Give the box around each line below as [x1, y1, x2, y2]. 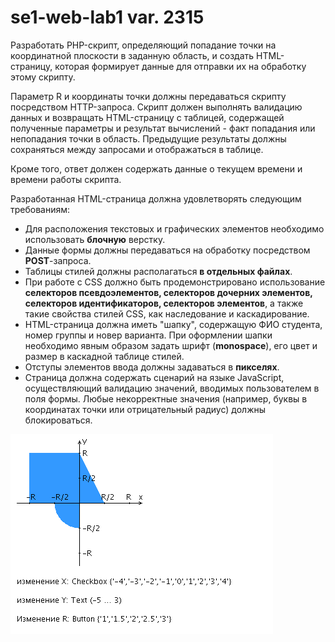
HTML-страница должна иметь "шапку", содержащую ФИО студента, [24, 318, 323, 330]
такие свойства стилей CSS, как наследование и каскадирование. [24, 307, 310, 320]
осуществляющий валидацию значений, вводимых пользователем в [24, 382, 320, 394]
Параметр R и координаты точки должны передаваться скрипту [10, 90, 287, 102]
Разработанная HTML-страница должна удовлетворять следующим [10, 192, 302, 205]
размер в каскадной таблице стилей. [24, 350, 185, 362]
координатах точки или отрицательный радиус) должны [24, 403, 267, 415]
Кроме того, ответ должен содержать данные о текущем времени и [10, 162, 303, 175]
